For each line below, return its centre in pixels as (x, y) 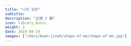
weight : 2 (15, 27)
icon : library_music (26, 23)
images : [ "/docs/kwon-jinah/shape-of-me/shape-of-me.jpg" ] (66, 36)
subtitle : (15, 14)
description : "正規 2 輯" (30, 18)
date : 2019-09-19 (23, 32)
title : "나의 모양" (23, 9)
